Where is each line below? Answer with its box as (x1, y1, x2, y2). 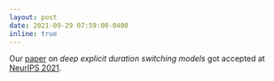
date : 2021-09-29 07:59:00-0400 (9, 21, 129, 30)
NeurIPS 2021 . (9, 63, 62, 73)
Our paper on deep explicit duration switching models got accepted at (9, 54, 266, 64)
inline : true (9, 29, 58, 38)
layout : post (9, 12, 58, 22)
